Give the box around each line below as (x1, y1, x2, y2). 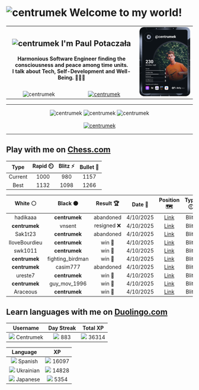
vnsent (59, 222, 77, 229)
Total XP (82, 324, 104, 331)
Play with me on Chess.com (6, 145, 111, 155)
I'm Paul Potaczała (61, 38, 131, 49)
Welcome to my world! (69, 6, 182, 20)
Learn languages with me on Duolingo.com (6, 307, 168, 317)
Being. (57, 74, 74, 81)
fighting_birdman (47, 255, 89, 263)
